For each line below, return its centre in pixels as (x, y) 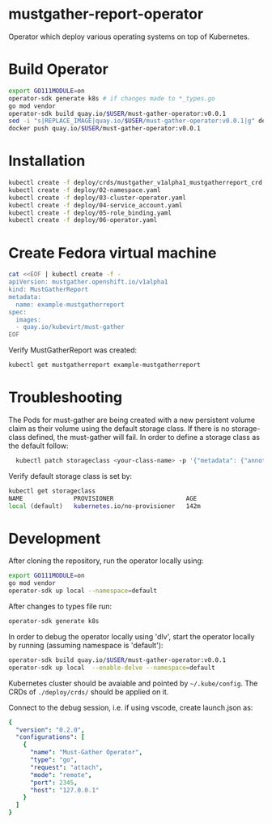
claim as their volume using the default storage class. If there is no (119, 428)
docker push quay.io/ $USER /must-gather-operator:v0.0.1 (104, 129)
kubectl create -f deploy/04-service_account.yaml (96, 205)
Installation (47, 161)
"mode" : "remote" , (61, 775)
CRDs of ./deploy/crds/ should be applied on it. (89, 692)
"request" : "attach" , (66, 767)
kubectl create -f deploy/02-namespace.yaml (85, 190)
